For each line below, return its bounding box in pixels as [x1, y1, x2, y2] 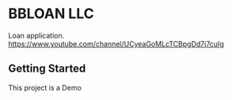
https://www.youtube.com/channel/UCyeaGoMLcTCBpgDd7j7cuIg [8, 39, 224, 48]
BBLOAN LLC [8, 5, 94, 23]
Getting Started [8, 62, 86, 76]
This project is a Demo [8, 83, 82, 92]
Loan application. [8, 31, 65, 40]
